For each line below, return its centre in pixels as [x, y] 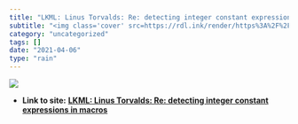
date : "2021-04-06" [45, 50]
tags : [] [25, 42]
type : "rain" [33, 58]
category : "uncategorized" [59, 34]
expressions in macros [65, 110]
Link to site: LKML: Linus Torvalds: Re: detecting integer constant [145, 100]
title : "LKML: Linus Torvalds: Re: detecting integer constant [129, 17]
